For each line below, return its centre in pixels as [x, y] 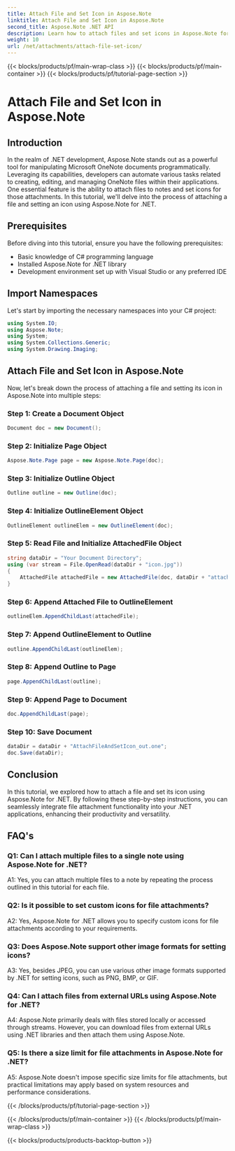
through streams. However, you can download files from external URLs [109, 1028]
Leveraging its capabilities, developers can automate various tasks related [114, 174]
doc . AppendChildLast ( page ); [48, 714]
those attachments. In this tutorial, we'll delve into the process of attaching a [117, 197]
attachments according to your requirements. [72, 928]
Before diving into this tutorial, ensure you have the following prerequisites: [115, 243]
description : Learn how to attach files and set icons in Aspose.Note [112, 33]
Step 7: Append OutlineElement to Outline [79, 635]
